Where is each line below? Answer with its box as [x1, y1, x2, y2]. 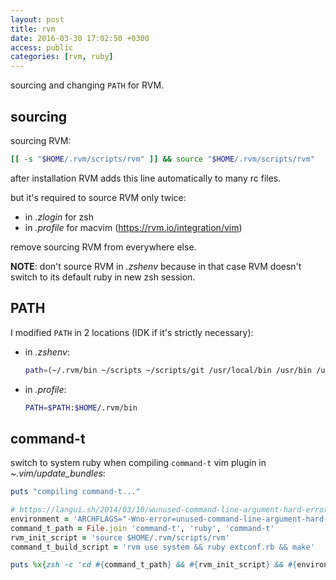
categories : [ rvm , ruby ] [10, 52, 114, 62]
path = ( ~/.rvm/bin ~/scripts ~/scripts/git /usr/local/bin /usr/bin [24, 365, 312, 375]
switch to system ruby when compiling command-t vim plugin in [10, 457, 267, 469]
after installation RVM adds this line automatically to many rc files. [10, 172, 282, 184]
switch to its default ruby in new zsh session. [10, 271, 196, 283]
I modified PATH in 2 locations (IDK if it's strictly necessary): [10, 326, 254, 338]
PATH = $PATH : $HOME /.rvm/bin [24, 402, 138, 413]
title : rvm [10, 24, 56, 34]
